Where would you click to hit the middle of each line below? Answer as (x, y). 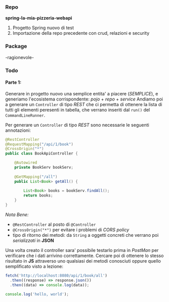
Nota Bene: (17, 214)
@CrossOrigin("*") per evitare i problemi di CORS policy (71, 230)
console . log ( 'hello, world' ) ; (37, 294)
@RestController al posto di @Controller (54, 224)
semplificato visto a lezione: (34, 266)
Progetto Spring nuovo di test (43, 28)
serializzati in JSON (33, 240)
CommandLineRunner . (25, 115)
